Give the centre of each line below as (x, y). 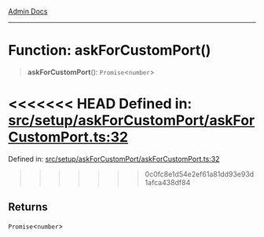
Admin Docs (28, 11)
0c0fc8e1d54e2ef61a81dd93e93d (200, 174)
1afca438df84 (168, 182)
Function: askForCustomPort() (110, 51)
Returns (28, 207)
